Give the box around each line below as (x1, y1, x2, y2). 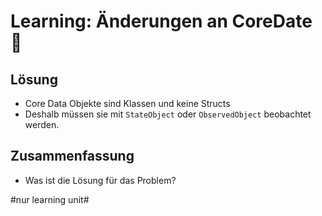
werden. (24, 119, 60, 130)
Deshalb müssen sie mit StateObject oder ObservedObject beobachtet (24, 108, 312, 120)
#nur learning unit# (10, 193, 90, 205)
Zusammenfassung (10, 148, 135, 165)
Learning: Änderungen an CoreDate (10, 10, 313, 33)
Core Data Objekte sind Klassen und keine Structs (24, 98, 231, 109)
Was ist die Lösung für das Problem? (24, 174, 177, 186)
